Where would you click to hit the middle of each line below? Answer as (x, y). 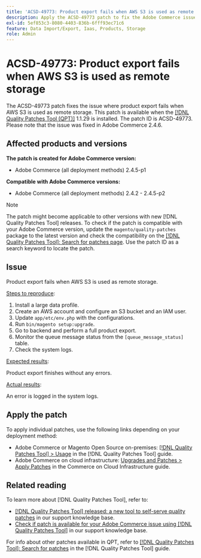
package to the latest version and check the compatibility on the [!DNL (93, 235)
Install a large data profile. (47, 305)
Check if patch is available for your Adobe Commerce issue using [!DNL (103, 524)
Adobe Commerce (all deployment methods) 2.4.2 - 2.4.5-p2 (90, 193)
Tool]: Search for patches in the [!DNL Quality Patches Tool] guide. (88, 548)
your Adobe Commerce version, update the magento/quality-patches (91, 229)
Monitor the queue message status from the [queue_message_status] (99, 337)
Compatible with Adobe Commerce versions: (63, 181)
